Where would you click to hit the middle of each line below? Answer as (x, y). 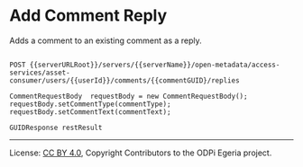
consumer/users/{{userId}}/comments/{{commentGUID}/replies (125, 80)
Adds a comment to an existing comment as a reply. (106, 40)
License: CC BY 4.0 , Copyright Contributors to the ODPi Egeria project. (141, 153)
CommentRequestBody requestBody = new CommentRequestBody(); (129, 96)
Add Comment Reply (88, 16)
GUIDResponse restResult (56, 127)
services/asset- (40, 73)
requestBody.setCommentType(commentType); (90, 104)
